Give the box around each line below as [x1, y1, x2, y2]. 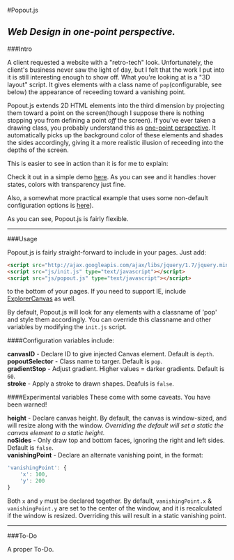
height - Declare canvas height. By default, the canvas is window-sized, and [7, 414, 227, 423]
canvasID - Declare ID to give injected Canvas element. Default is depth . [7, 350, 214, 358]
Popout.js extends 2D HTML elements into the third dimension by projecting [7, 101, 225, 109]
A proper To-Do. [7, 545, 54, 553]
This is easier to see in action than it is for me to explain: [7, 159, 169, 167]
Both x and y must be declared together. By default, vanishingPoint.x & [7, 497, 212, 505]
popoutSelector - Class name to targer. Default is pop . [7, 357, 163, 365]
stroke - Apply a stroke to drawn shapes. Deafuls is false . [7, 379, 174, 388]
